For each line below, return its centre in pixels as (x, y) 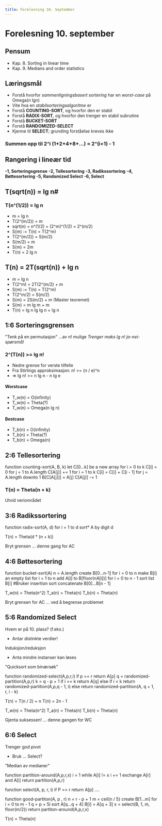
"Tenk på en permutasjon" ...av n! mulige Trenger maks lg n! (65, 337)
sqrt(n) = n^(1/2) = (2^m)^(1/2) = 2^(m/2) (52, 226)
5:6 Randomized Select (41, 618)
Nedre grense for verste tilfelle (43, 365)
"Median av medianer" (27, 765)
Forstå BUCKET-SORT (34, 121)
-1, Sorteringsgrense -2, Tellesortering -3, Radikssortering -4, (69, 171)
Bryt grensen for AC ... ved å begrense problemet (54, 602)
